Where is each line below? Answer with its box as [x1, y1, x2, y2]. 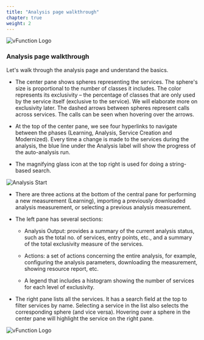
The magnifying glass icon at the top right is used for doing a [15, 160, 169, 168]
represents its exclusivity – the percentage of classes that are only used [15, 91, 195, 98]
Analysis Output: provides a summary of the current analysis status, [24, 227, 195, 234]
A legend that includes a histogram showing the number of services [24, 276, 195, 284]
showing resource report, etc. [24, 265, 99, 272]
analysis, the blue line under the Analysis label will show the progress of [15, 142, 196, 149]
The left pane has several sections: [15, 215, 104, 223]
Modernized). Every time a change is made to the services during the [15, 135, 189, 142]
